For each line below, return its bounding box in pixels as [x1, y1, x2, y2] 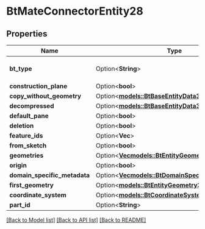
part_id [9, 201, 31, 209]
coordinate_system [9, 191, 67, 199]
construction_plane [9, 82, 68, 90]
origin [9, 161, 27, 169]
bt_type [9, 65, 32, 72]
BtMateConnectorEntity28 [6, 4, 143, 18]
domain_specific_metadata [9, 171, 90, 179]
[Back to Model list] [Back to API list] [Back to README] [6, 216, 146, 224]
